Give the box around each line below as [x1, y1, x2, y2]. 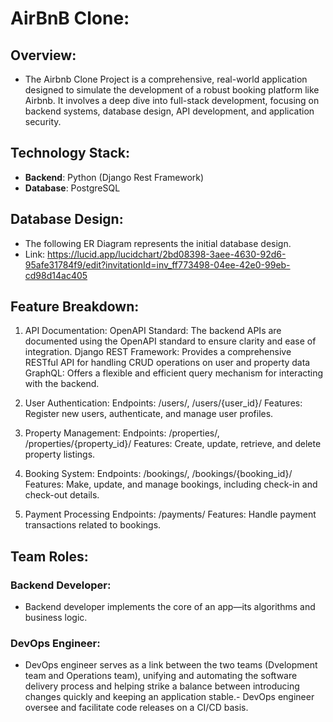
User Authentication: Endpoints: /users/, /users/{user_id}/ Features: [24, 397, 303, 409]
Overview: [10, 47, 77, 64]
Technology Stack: [10, 145, 131, 162]
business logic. [24, 612, 88, 624]
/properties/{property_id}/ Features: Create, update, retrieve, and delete [24, 438, 322, 450]
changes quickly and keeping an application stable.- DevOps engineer [24, 691, 315, 703]
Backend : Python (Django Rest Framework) [24, 171, 205, 183]
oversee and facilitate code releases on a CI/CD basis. [24, 702, 249, 714]
